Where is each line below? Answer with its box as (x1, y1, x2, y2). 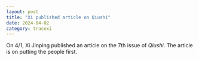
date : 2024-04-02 (6, 20, 50, 26)
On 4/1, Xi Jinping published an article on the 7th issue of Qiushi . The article (6, 42, 193, 49)
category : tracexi (6, 25, 52, 32)
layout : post (6, 8, 39, 15)
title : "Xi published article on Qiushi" (6, 14, 111, 20)
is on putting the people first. (6, 48, 78, 56)
